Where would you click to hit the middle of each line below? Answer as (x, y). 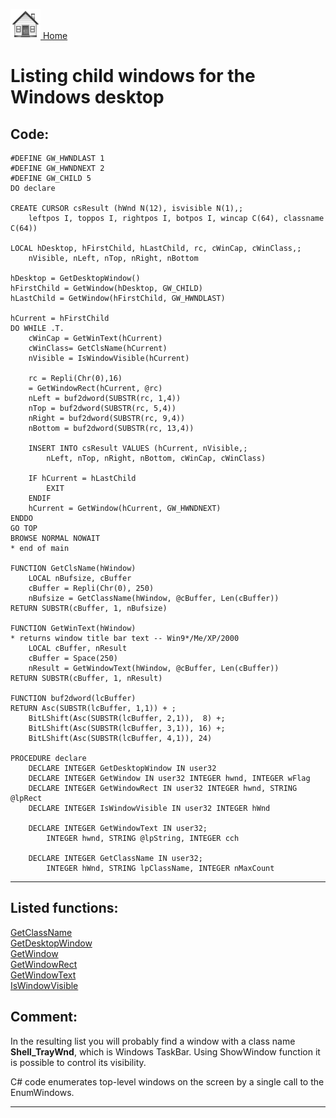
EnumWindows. (42, 1092)
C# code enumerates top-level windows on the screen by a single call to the (167, 1081)
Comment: (44, 1017)
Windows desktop (87, 97)
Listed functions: (64, 908)
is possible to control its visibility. (78, 1062)
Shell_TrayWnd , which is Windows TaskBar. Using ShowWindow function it (165, 1051)
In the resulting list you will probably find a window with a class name (153, 1041)
